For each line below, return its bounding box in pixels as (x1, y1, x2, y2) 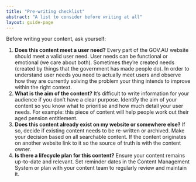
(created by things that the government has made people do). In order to (14, 65, 190, 72)
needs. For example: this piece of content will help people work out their (14, 108, 189, 116)
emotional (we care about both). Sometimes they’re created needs (14, 59, 175, 66)
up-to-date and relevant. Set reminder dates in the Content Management (14, 158, 190, 165)
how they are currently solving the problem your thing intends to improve (14, 78, 191, 85)
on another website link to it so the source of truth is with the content (14, 139, 181, 146)
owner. (14, 146, 32, 153)
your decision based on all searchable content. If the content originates (14, 134, 187, 141)
